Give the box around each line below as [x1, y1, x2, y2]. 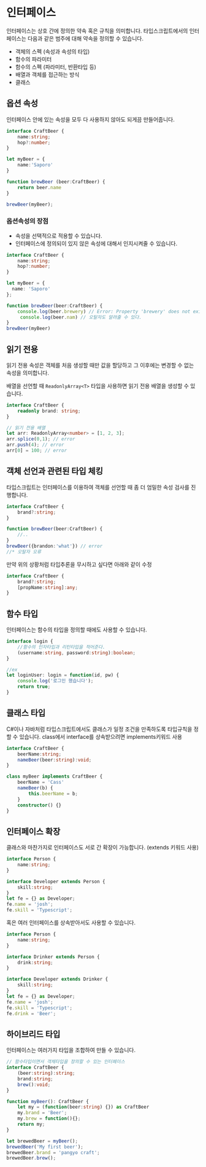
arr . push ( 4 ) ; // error [6, 442, 64, 448]
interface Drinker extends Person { [6, 953, 100, 960]
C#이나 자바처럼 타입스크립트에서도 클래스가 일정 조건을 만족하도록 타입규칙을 [6, 725, 193, 733]
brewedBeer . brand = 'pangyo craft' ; [6, 1149, 100, 1155]
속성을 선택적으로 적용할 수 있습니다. [15, 232, 102, 240]
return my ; [17, 1122, 45, 1128]
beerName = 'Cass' [17, 779, 64, 786]
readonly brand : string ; [17, 408, 81, 414]
